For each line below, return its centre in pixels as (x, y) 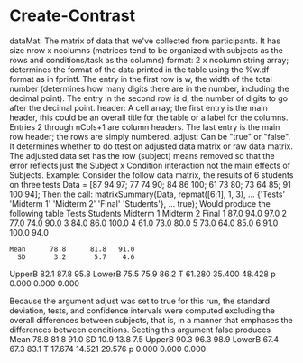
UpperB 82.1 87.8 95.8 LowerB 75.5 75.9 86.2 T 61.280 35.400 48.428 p (143, 274)
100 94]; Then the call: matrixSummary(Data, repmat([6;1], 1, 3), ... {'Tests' (147, 194)
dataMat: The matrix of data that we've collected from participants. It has (145, 41)
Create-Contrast (73, 16)
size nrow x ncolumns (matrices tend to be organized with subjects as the (147, 50)
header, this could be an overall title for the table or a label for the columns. (149, 117)
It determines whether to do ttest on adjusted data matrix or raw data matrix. (151, 146)
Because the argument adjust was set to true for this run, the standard (140, 301)
